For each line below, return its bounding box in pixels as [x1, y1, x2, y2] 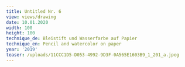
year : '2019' [6, 47, 38, 52]
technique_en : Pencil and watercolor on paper [6, 41, 122, 47]
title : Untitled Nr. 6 [6, 8, 61, 15]
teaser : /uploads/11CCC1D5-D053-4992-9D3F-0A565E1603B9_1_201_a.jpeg [6, 52, 180, 58]
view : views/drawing [6, 14, 57, 20]
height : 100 [6, 30, 35, 36]
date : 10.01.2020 [6, 19, 49, 25]
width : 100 [6, 24, 33, 31]
